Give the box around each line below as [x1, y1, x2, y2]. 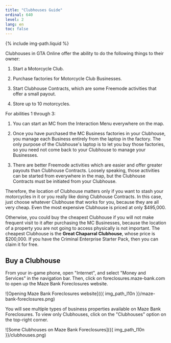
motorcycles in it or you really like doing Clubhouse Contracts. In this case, [5, 193, 162, 200]
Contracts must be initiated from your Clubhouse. [12, 178, 117, 184]
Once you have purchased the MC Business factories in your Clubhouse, [12, 131, 166, 137]
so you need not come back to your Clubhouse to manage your [12, 146, 146, 153]
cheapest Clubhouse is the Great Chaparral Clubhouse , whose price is [5, 231, 156, 237]
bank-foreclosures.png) [5, 296, 55, 302]
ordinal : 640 [5, 12, 33, 17]
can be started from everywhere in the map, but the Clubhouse [12, 173, 145, 179]
